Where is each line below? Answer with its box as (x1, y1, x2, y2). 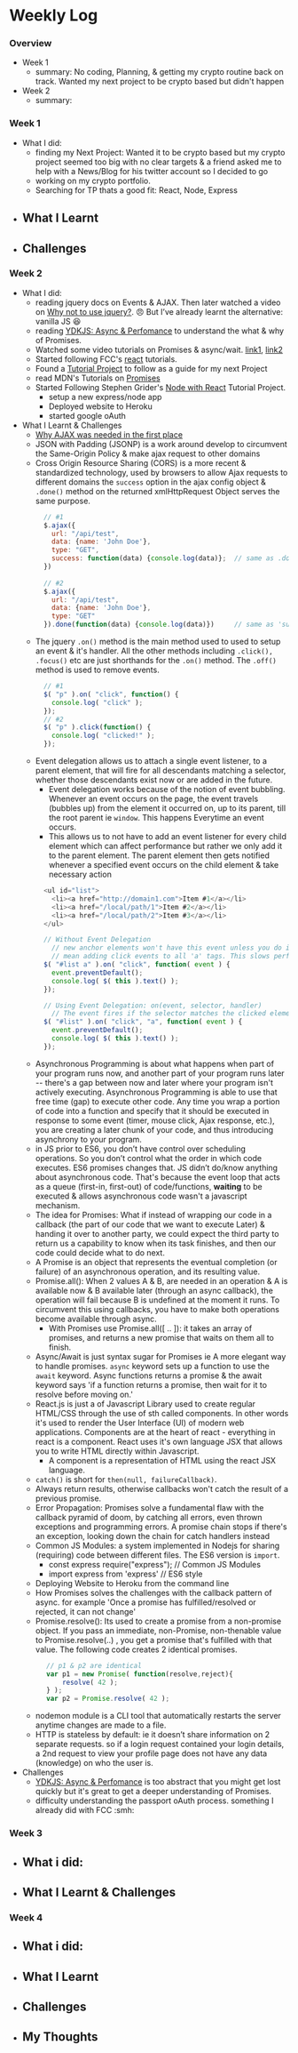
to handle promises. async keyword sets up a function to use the (35, 1360, 271, 1371)
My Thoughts (21, 2029, 98, 2045)
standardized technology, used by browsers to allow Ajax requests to (35, 467, 288, 477)
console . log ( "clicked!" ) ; (51, 731, 155, 741)
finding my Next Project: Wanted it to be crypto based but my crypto (35, 147, 286, 157)
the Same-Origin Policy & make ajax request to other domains (35, 448, 261, 459)
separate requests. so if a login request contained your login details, (35, 1739, 285, 1750)
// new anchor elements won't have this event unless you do (51, 943, 282, 952)
